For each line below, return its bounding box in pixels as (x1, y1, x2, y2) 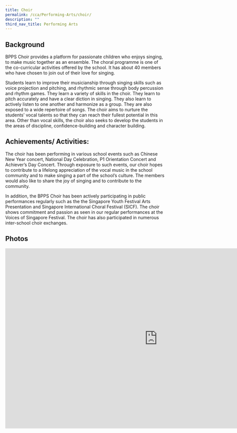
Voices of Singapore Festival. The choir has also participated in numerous (5, 214, 160, 220)
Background (5, 40, 45, 49)
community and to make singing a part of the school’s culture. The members (5, 172, 165, 178)
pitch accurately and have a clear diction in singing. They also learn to (5, 96, 151, 102)
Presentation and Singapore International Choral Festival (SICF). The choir (5, 204, 160, 210)
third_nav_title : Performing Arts (5, 21, 78, 27)
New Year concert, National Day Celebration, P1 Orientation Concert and (5, 156, 156, 162)
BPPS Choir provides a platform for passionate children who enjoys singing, (5, 54, 163, 60)
